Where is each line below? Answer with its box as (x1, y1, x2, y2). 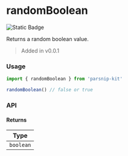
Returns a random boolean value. (6, 35, 89, 42)
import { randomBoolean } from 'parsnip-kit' (6, 76, 123, 82)
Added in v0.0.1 (21, 47, 59, 54)
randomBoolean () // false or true (6, 87, 94, 93)
